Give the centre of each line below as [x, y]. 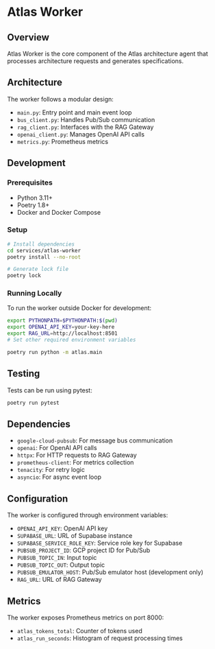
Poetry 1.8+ [33, 205]
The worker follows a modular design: [61, 99]
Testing [24, 374]
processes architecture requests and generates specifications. [96, 61]
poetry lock [24, 276]
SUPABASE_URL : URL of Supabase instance [75, 536]
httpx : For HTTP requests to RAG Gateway [77, 455]
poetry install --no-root [44, 257]
